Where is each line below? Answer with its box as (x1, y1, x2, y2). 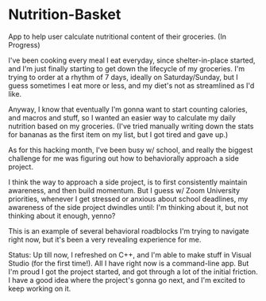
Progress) (8, 40, 41, 49)
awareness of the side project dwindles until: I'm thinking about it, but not (8, 202, 249, 211)
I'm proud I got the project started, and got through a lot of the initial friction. (8, 267, 258, 276)
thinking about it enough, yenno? (8, 211, 116, 220)
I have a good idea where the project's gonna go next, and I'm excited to (8, 275, 245, 284)
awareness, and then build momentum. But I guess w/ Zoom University (8, 185, 241, 195)
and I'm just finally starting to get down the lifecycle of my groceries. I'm (8, 63, 245, 73)
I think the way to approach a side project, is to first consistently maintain (8, 177, 248, 187)
